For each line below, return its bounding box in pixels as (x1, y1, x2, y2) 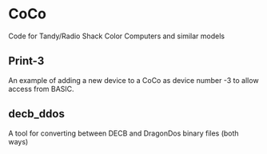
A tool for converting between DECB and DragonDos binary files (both (8, 128, 239, 138)
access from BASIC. (8, 84, 74, 93)
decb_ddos (8, 107, 66, 120)
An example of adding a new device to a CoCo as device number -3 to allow (8, 75, 259, 85)
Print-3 (8, 54, 45, 68)
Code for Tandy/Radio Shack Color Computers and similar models (8, 31, 225, 41)
